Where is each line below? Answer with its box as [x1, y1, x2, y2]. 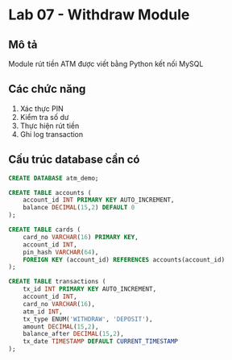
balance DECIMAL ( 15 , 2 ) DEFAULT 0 [23, 204, 135, 212]
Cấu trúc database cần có [8, 153, 140, 167]
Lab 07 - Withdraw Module [8, 6, 190, 24]
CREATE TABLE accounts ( [8, 188, 92, 197]
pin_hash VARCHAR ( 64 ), [23, 248, 99, 256]
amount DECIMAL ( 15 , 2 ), [23, 322, 99, 331]
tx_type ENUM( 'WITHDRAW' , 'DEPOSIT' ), [23, 315, 153, 323]
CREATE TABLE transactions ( [8, 278, 106, 286]
